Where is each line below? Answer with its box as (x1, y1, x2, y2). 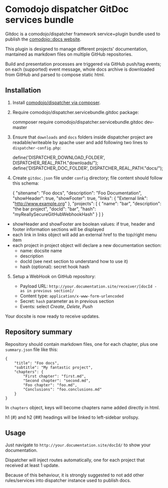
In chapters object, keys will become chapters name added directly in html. (5, 404, 160, 410)
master (12, 124, 28, 130)
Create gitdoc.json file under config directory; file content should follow (12, 175, 163, 181)
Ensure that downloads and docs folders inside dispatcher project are (12, 134, 153, 140)
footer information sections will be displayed (12, 226, 104, 232)
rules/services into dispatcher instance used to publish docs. (5, 477, 131, 483)
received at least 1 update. (5, 462, 60, 468)
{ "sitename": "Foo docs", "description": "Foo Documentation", (12, 190, 142, 196)
